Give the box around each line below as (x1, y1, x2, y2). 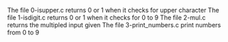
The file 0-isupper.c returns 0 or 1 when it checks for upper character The (7, 6, 220, 14)
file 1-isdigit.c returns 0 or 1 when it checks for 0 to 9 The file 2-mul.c (7, 13, 206, 22)
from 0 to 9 (7, 28, 40, 36)
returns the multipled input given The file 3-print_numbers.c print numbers (7, 21, 222, 29)
